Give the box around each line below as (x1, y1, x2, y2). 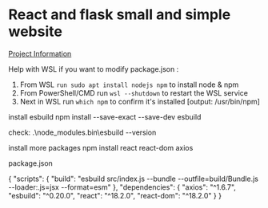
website (8, 22, 62, 41)
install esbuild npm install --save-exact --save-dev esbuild (8, 112, 202, 121)
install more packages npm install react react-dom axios (8, 143, 194, 152)
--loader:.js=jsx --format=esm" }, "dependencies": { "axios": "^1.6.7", (8, 182, 236, 192)
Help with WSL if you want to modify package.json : (8, 64, 179, 73)
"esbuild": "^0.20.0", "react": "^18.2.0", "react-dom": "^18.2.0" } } (8, 190, 222, 200)
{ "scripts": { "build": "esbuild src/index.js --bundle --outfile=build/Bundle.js (8, 174, 258, 183)
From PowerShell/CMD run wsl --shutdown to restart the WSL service (19, 88, 248, 97)
